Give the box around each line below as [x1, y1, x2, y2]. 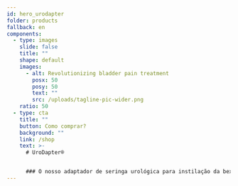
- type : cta [13, 109, 49, 116]
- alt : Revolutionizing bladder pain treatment [25, 70, 170, 77]
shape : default [19, 57, 65, 64]
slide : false [19, 43, 58, 50]
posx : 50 [32, 76, 58, 84]
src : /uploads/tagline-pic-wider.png [32, 97, 144, 104]
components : [6, 30, 42, 38]
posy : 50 [32, 83, 58, 90]
